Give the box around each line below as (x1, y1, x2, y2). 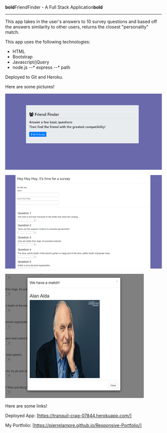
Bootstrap (12, 54, 33, 59)
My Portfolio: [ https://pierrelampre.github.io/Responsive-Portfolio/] (5, 423, 142, 429)
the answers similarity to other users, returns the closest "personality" (5, 24, 149, 29)
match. (5, 29, 19, 35)
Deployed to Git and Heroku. (5, 74, 64, 80)
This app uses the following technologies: (5, 39, 90, 44)
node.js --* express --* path (12, 64, 71, 70)
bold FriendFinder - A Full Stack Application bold (5, 4, 103, 10)
